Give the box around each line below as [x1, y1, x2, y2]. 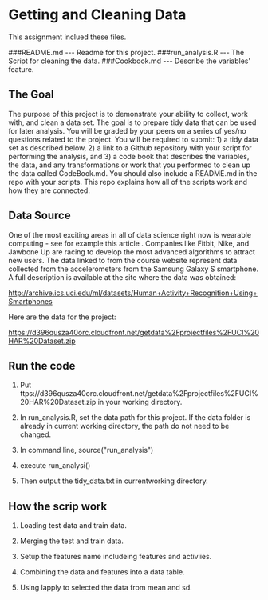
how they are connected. [8, 186, 90, 195]
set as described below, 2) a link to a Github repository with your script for [8, 142, 253, 153]
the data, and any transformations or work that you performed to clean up [8, 160, 251, 170]
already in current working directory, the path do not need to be [19, 422, 230, 431]
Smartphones [8, 296, 53, 306]
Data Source [8, 209, 71, 222]
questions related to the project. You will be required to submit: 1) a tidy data [8, 134, 259, 144]
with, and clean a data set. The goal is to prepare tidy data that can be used [8, 118, 257, 127]
